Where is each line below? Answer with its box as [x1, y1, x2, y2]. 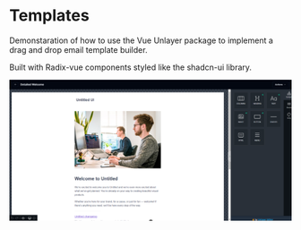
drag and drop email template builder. [9, 44, 148, 55]
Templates [9, 5, 90, 26]
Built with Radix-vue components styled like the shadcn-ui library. [9, 62, 253, 72]
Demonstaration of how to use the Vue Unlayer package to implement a [9, 35, 273, 46]
